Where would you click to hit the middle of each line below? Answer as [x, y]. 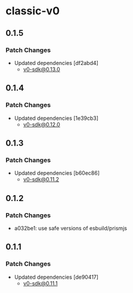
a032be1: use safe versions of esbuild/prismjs [71, 228]
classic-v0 [33, 11]
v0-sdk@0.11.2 [41, 180]
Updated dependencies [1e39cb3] [56, 118]
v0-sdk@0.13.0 [41, 69]
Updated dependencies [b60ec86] [57, 173]
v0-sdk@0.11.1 [40, 283]
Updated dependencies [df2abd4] [56, 63]
